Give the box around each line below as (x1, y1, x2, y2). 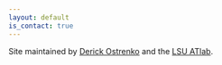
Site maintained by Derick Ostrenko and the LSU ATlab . (8, 45, 214, 56)
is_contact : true (8, 21, 74, 30)
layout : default (8, 12, 69, 22)
